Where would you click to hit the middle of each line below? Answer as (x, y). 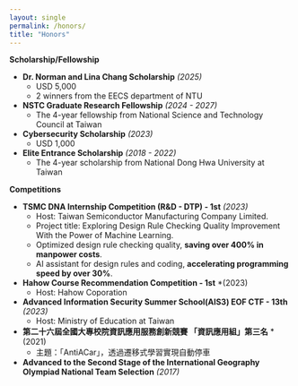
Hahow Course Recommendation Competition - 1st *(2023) (135, 283)
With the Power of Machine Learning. (105, 236)
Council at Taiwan (69, 124)
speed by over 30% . (74, 273)
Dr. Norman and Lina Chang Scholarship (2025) (112, 77)
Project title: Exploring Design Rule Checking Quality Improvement (158, 226)
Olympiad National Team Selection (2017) (101, 372)
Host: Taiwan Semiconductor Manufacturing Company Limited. (152, 217)
